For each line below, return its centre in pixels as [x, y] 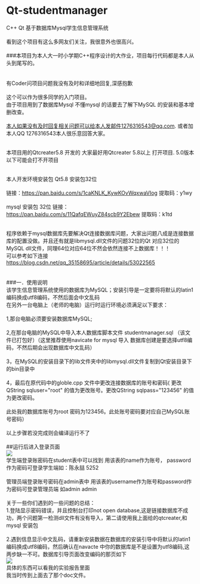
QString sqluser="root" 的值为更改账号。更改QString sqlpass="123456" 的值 [100, 390]
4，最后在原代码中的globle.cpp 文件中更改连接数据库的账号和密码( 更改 [94, 382]
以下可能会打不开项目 [32, 160]
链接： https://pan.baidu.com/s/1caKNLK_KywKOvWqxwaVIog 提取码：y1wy [99, 193]
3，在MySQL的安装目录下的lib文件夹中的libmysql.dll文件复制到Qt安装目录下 [99, 361]
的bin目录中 [21, 368]
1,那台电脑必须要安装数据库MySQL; [49, 319]
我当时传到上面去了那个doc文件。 [47, 575]
